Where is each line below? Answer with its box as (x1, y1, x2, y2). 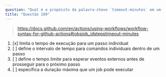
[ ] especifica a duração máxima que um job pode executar (12, 66, 134, 72)
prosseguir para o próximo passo (12, 61, 81, 67)
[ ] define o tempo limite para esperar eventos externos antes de (12, 56, 145, 62)
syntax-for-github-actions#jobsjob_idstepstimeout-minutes (17, 31, 139, 37)
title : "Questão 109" (5, 12, 50, 17)
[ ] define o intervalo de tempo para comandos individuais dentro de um (12, 45, 160, 51)
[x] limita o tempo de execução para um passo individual (12, 40, 128, 46)
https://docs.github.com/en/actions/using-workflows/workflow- (17, 25, 149, 31)
